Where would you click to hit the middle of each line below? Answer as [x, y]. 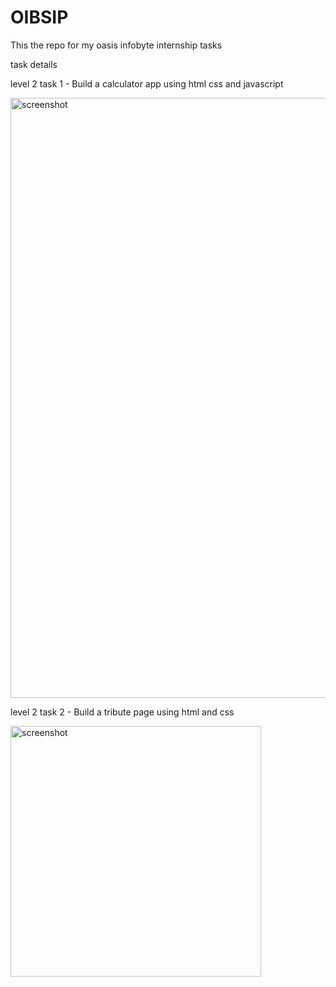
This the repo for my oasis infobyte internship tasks [116, 45]
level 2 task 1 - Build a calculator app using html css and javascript [147, 83]
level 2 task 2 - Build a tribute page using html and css [122, 712]
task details [34, 64]
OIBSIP [39, 17]
